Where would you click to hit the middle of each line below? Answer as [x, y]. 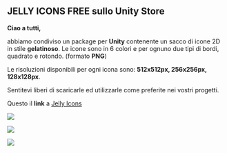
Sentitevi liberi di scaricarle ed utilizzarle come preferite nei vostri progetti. [113, 90]
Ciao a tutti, [24, 28]
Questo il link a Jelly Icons [45, 103]
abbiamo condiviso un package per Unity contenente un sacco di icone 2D [114, 41]
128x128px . [24, 76]
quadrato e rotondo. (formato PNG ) [57, 56]
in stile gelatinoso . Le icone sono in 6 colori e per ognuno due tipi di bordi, [113, 48]
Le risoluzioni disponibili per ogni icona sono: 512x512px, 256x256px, [107, 69]
